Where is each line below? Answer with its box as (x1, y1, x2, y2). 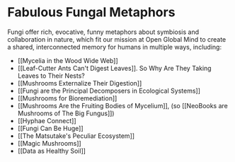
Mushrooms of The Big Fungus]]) (17, 109, 115, 117)
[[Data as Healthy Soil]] (17, 146, 86, 155)
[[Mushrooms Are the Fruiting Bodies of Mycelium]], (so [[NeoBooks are (17, 101, 228, 110)
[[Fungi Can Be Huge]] (17, 124, 84, 132)
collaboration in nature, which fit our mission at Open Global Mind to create (7, 35, 227, 43)
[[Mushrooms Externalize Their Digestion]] (17, 79, 142, 87)
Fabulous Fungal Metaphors (7, 4, 176, 21)
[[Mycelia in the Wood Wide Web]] (17, 56, 118, 64)
